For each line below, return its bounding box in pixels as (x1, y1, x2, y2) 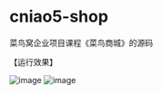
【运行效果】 (9, 56, 57, 67)
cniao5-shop (9, 6, 109, 27)
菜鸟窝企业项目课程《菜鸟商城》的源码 (9, 37, 153, 48)
